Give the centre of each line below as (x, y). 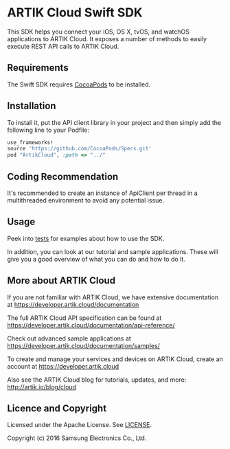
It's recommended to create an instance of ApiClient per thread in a (102, 193)
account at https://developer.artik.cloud (63, 366)
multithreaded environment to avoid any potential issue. (86, 200)
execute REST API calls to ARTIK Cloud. (63, 46)
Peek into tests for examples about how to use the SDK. (86, 238)
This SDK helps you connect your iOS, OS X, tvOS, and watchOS (99, 32)
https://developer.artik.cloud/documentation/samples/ (83, 345)
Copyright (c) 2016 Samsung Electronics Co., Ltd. (77, 438)
